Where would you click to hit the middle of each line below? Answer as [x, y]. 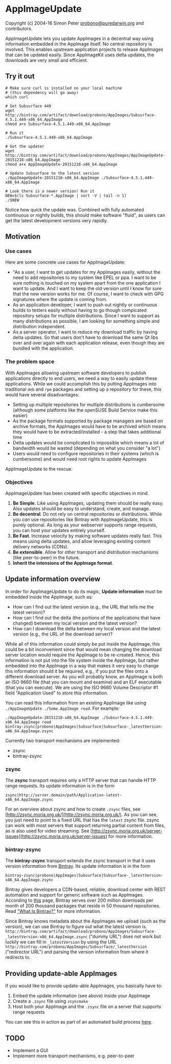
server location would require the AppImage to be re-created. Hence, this [82, 655]
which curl [17, 97]
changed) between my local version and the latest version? [75, 623]
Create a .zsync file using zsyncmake [50, 1001]
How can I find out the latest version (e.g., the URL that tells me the [83, 607]
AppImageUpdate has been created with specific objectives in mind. [77, 493]
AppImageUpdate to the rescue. [39, 469]
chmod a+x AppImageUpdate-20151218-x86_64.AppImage [61, 164]
